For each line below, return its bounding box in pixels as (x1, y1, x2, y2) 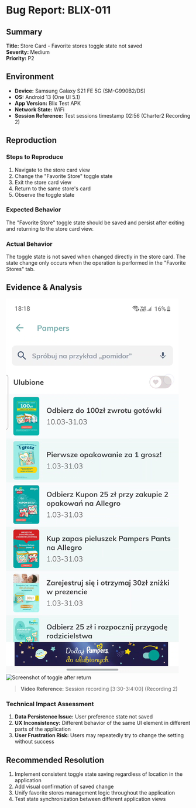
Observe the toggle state (14, 191, 75, 198)
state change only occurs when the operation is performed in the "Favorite (6, 259, 186, 266)
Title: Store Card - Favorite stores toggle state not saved (6, 42, 143, 49)
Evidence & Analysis (6, 282, 82, 293)
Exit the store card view (14, 179, 72, 186)
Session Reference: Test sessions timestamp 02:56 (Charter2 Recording (14, 112, 191, 119)
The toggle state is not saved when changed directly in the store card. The (6, 253, 186, 261)
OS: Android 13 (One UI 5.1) (14, 93, 81, 100)
